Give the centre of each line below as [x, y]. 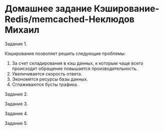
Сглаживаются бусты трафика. [45, 84]
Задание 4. [16, 113]
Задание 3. [16, 103]
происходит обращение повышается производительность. [75, 68]
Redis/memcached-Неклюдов [70, 19]
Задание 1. [16, 43]
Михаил [22, 30]
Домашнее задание [48, 9]
